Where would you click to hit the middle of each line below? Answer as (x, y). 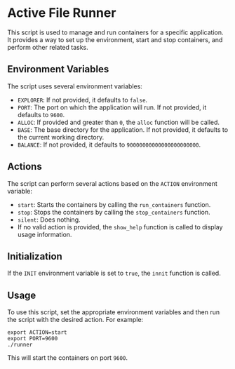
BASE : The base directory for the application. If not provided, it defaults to (123, 129)
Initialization (35, 256)
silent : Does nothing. (49, 220)
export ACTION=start (38, 333)
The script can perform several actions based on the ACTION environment (112, 183)
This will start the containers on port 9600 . (68, 358)
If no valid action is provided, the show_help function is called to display (120, 227)
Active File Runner (62, 13)
